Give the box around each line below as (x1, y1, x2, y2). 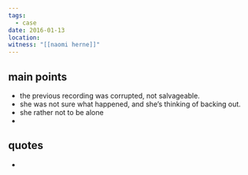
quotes (8, 139, 43, 152)
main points (8, 70, 68, 84)
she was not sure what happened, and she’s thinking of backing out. (19, 99, 242, 109)
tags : (8, 11, 26, 20)
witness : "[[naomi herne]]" (8, 41, 101, 49)
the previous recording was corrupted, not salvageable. (19, 91, 201, 100)
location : (8, 33, 41, 42)
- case (15, 19, 37, 27)
